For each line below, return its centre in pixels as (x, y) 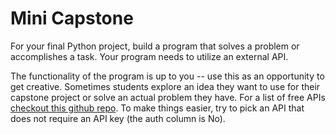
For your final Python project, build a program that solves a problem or (155, 46)
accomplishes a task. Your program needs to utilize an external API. (149, 56)
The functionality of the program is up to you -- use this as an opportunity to (167, 76)
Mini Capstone (72, 18)
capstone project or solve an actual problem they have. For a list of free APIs (168, 97)
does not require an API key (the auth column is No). (118, 118)
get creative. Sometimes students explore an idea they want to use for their (165, 86)
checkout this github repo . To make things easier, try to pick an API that (157, 108)
